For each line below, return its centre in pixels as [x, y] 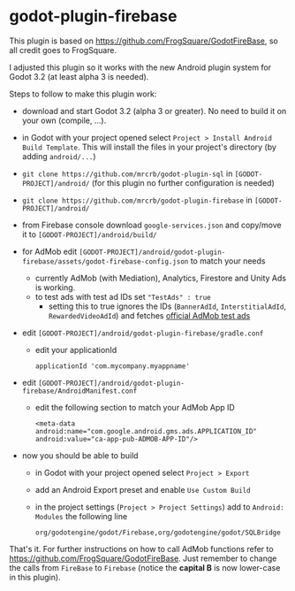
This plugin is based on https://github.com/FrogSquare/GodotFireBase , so [144, 41]
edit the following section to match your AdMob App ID [135, 407]
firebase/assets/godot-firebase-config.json [105, 261]
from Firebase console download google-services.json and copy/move [151, 225]
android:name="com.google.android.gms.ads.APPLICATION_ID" [146, 431]
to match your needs [228, 261]
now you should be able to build [80, 455]
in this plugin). [35, 577]
